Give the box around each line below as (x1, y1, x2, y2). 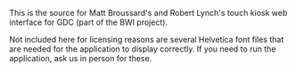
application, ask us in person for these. (9, 53, 152, 63)
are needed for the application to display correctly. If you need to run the (9, 44, 276, 54)
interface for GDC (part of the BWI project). (9, 17, 168, 28)
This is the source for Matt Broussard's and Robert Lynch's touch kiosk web (9, 8, 288, 18)
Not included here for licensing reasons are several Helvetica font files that (9, 35, 284, 44)
